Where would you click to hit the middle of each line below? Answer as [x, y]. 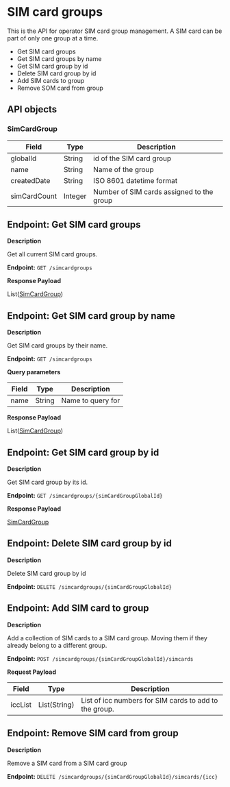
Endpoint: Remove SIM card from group [93, 733]
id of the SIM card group [132, 158]
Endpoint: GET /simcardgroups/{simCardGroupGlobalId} [85, 496]
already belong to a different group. [57, 645]
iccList [21, 705]
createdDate [30, 180]
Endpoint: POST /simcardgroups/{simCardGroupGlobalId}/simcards [100, 658]
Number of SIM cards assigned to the [153, 191]
